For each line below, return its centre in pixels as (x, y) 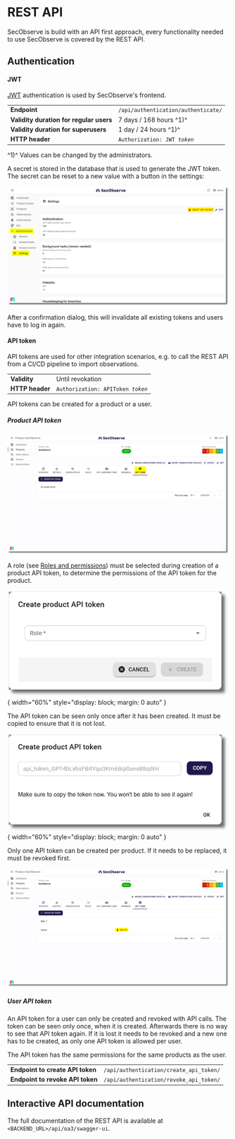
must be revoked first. (39, 858)
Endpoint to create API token (53, 1069)
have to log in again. (37, 325)
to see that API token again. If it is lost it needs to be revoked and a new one (117, 1034)
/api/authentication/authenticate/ (171, 111)
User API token (30, 1001)
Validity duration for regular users (61, 120)
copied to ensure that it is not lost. (57, 723)
